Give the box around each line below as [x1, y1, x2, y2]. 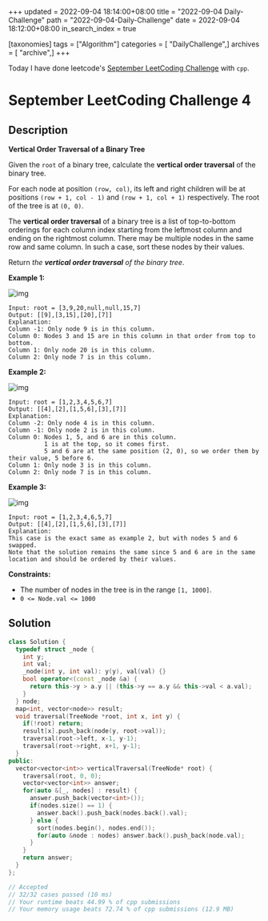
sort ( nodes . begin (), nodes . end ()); [37, 824, 156, 832]
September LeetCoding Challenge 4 [8, 91, 252, 110]
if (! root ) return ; [22, 720, 84, 728]
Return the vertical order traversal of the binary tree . [8, 258, 185, 267]
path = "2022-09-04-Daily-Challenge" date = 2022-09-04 [46, 15, 240, 25]
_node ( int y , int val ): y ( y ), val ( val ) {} [22, 668, 166, 676]
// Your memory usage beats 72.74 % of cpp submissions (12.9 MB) [8, 905, 234, 914]
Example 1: [8, 273, 46, 283]
